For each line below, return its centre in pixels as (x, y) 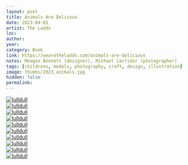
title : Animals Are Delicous (42, 17)
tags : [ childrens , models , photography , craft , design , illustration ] (94, 66)
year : (13, 45)
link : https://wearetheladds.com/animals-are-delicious (76, 55)
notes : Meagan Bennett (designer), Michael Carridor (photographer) (92, 61)
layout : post (22, 11)
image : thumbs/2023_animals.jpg (46, 72)
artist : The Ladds (28, 28)
